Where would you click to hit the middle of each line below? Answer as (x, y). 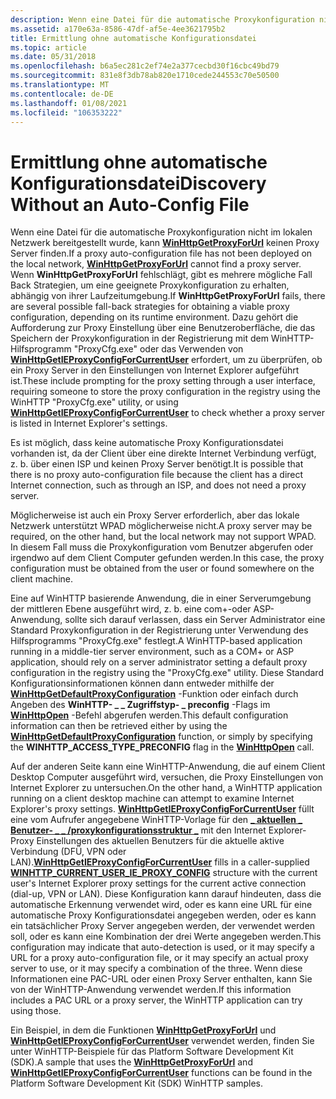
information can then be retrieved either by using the (119, 726)
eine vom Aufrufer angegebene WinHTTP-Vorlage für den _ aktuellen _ (156, 820)
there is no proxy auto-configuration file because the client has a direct (157, 475)
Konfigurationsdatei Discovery (138, 183)
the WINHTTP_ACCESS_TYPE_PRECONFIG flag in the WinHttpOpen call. (162, 747)
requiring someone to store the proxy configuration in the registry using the (165, 392)
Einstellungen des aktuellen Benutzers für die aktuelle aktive (160, 841)
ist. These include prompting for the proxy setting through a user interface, (163, 381)
